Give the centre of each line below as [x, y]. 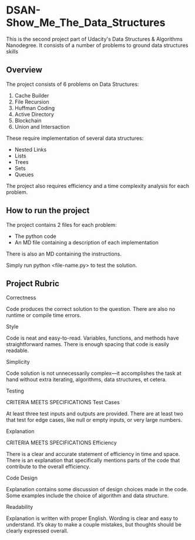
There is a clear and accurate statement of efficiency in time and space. [93, 454]
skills [12, 51]
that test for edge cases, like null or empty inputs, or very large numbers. [94, 420]
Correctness [21, 298]
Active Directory [34, 114]
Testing [15, 391]
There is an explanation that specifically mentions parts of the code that [93, 460]
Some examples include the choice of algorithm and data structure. [88, 496]
